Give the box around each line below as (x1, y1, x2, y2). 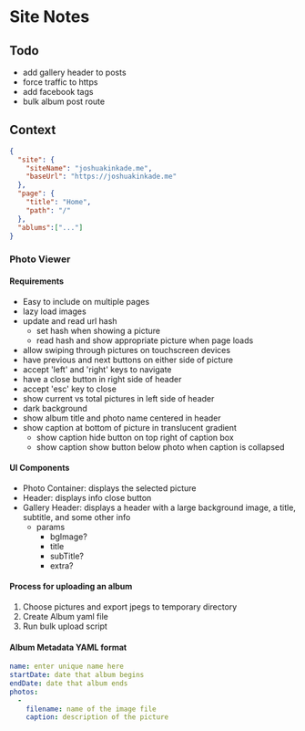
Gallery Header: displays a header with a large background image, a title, (22, 502, 296, 513)
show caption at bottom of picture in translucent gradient (22, 422, 237, 433)
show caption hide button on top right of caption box (36, 432, 234, 443)
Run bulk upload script (22, 621, 107, 632)
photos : (9, 687, 39, 696)
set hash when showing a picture (36, 325, 161, 336)
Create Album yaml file (22, 611, 109, 621)
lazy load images (22, 306, 86, 317)
